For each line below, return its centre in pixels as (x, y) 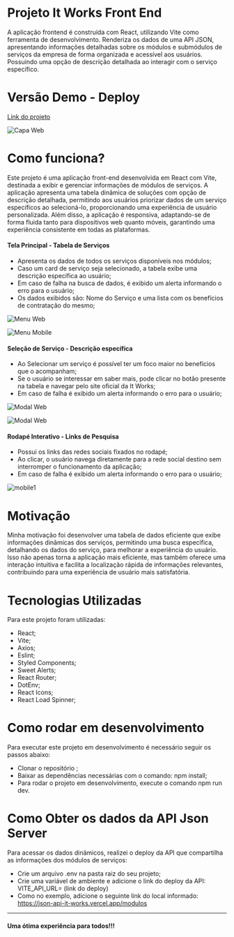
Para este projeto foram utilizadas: (56, 620)
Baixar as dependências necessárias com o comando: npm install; (112, 776)
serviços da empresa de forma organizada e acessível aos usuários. (105, 54)
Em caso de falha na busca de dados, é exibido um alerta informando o (119, 283)
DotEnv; (29, 685)
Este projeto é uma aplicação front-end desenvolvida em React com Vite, (112, 177)
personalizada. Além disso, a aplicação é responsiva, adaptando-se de (109, 215)
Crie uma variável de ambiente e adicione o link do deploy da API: (111, 881)
